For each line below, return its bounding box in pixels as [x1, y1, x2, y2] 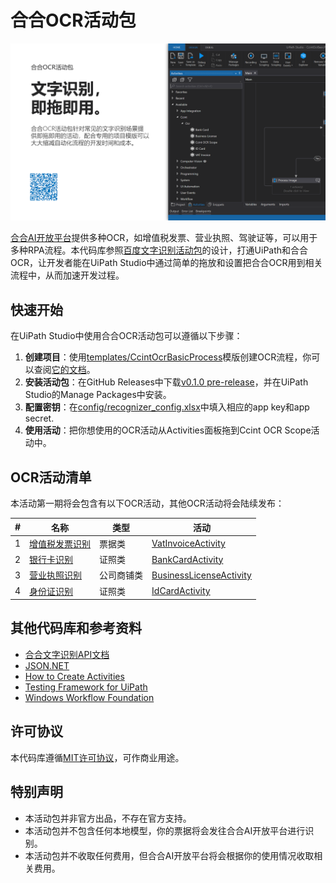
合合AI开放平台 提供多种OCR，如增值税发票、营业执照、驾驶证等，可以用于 [10, 232, 318, 244]
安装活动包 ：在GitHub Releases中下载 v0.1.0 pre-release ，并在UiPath [24, 376, 309, 388]
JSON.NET [24, 659, 70, 671]
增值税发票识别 [29, 537, 92, 550]
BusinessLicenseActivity [151, 569, 252, 581]
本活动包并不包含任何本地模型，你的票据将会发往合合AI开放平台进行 [24, 824, 306, 836]
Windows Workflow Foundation [24, 691, 155, 703]
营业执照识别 [29, 569, 83, 581]
